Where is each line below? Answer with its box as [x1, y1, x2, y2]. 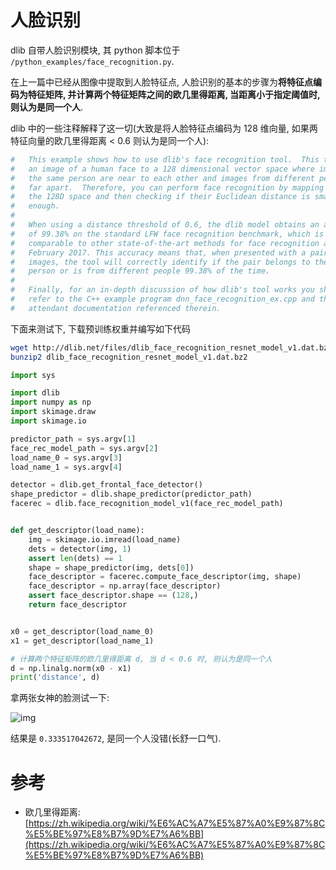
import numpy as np [10, 397, 92, 408]
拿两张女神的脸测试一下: [10, 692, 110, 704]
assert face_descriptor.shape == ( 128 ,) [28, 591, 199, 601]
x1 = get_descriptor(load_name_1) [10, 636, 155, 646]
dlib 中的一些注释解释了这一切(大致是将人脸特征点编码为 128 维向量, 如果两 [10, 122, 318, 134]
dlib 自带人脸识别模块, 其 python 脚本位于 [10, 44, 181, 56]
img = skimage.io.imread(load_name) [28, 534, 182, 545]
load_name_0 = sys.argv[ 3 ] [10, 452, 123, 463]
